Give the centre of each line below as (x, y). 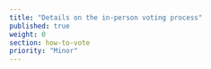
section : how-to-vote (50, 43)
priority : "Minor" (44, 51)
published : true (40, 26)
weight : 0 (28, 34)
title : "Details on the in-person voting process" (106, 17)
